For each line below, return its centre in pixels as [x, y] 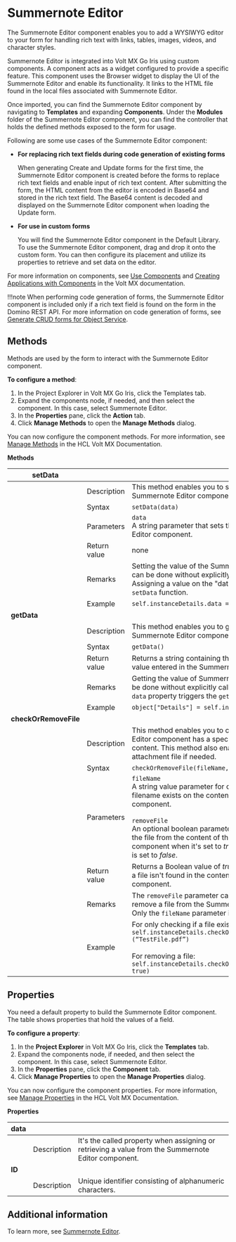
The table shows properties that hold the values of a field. [91, 1019]
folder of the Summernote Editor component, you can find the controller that [118, 119]
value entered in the [165, 667]
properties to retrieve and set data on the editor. [87, 262]
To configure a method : [42, 379]
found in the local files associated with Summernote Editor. [92, 91]
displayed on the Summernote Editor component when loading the [113, 205]
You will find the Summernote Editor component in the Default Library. [119, 240]
